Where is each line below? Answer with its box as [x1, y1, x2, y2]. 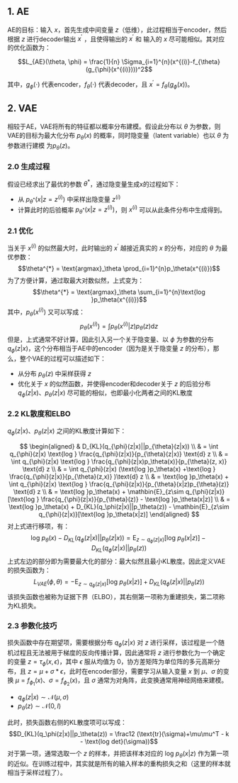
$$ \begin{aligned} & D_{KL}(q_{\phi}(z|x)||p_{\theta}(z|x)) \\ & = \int [19, 442, 219, 450]
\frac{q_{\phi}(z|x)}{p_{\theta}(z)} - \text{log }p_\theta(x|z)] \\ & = [40, 495, 231, 503]
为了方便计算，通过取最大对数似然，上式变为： [7, 276, 144, 285]
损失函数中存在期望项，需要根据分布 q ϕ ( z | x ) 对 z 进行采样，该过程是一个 [7, 638, 219, 648]
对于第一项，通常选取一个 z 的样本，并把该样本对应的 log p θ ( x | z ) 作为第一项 [7, 749, 229, 759]
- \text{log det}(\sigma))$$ [80, 738, 158, 746]
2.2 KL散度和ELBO [7, 409, 71, 419]
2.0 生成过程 [7, 162, 50, 172]
